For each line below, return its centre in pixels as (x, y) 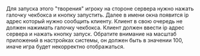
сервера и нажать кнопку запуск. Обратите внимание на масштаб (91, 34)
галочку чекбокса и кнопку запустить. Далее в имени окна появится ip (98, 15)
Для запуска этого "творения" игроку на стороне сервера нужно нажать (100, 9)
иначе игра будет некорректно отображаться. (66, 46)
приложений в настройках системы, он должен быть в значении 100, (95, 40)
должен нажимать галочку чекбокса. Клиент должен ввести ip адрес (95, 27)
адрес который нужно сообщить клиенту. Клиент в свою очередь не (94, 21)
